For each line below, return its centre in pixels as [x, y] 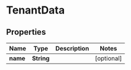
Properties [26, 32]
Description [72, 49]
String [41, 58]
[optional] [108, 58]
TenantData [36, 10]
